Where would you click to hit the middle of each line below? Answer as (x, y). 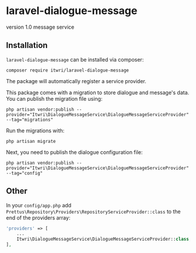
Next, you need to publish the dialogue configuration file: (74, 152)
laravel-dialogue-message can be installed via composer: (75, 59)
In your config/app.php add (39, 205)
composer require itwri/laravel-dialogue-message (68, 70)
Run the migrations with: (35, 131)
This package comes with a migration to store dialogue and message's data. (98, 93)
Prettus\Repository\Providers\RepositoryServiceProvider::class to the (93, 211)
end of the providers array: (38, 217)
